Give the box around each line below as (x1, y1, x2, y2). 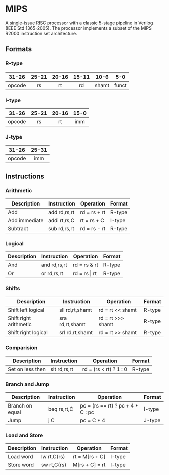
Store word (8, 461, 34, 468)
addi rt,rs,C (48, 217, 75, 224)
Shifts (5, 285, 20, 292)
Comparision (5, 344, 38, 351)
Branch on (8, 402, 32, 410)
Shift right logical (8, 329, 48, 336)
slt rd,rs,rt (50, 366, 74, 373)
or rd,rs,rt (41, 270, 64, 277)
